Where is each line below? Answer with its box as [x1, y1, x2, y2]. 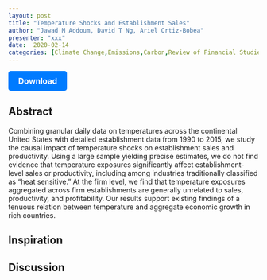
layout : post [8, 11, 52, 20]
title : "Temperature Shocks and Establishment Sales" [8, 19, 191, 27]
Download [18, 76, 58, 86]
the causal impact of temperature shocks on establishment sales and [8, 142, 234, 152]
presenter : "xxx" [8, 33, 66, 42]
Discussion [8, 260, 65, 274]
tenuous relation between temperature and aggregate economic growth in [8, 202, 250, 212]
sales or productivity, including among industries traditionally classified [25, 168, 258, 177]
